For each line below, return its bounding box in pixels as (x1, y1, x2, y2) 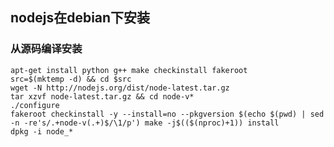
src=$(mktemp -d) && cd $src (10, 74, 132, 84)
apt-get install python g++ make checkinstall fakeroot (10, 65, 248, 75)
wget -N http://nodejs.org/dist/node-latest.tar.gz (10, 83, 230, 93)
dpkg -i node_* (10, 126, 74, 137)
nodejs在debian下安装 (10, 9, 151, 27)
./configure (10, 100, 60, 110)
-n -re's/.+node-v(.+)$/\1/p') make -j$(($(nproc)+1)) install (10, 118, 280, 128)
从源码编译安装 (10, 42, 83, 56)
